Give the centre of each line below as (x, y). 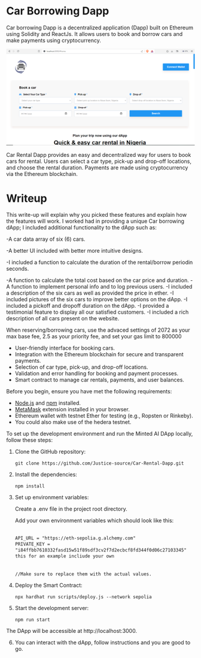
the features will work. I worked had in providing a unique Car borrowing (95, 221)
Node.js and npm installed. (48, 403)
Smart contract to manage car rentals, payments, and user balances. (99, 380)
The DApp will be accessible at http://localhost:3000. (72, 631)
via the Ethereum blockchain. (42, 174)
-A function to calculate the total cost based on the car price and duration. (98, 280)
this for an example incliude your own (65, 556)
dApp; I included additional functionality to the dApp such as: (81, 228)
